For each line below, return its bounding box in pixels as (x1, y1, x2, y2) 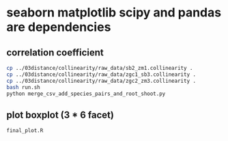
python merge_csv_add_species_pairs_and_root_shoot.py (6, 90, 166, 97)
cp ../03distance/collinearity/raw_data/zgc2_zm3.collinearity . (6, 77, 196, 84)
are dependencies (6, 19, 111, 35)
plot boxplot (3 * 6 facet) (6, 109, 114, 120)
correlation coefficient (6, 47, 104, 58)
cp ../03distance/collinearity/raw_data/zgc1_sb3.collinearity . (6, 70, 196, 78)
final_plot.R (6, 127, 44, 134)
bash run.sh (6, 84, 40, 90)
